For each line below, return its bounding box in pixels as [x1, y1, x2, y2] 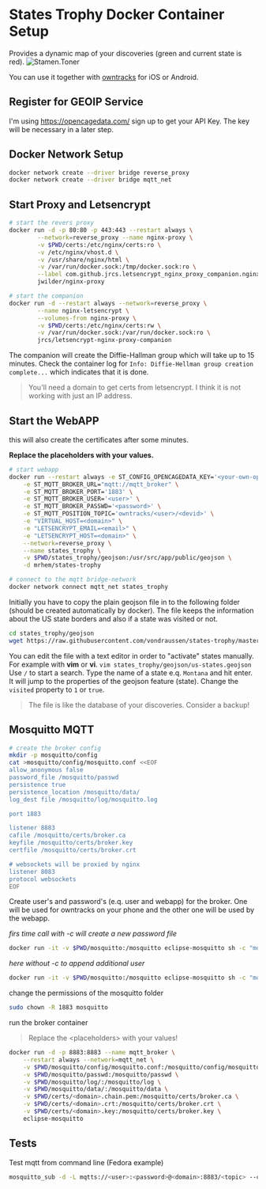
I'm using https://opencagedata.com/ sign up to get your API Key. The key [9, 116, 249, 126]
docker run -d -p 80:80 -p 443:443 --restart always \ [9, 226, 193, 234]
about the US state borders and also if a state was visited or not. [9, 613, 218, 623]
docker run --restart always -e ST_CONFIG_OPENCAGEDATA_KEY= [9, 473, 215, 481]
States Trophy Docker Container [9, 6, 225, 24]
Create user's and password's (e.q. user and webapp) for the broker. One [9, 897, 248, 906]
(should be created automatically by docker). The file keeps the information [9, 606, 255, 615]
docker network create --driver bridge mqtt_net [9, 176, 172, 184]
